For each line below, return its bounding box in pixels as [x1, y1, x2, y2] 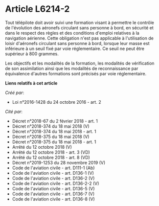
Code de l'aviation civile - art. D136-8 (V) [12, 196, 95, 202]
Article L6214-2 [5, 3, 70, 15]
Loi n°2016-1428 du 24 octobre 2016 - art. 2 [12, 99, 101, 105]
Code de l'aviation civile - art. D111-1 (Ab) [12, 165, 95, 171]
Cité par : [5, 109, 23, 114]
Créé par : [5, 90, 24, 95]
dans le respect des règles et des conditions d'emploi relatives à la [5, 30, 139, 36]
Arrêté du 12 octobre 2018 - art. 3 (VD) [12, 149, 91, 155]
